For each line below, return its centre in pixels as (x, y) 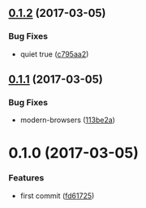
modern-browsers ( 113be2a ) (68, 120)
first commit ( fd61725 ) (57, 195)
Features (26, 178)
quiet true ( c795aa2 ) (54, 54)
